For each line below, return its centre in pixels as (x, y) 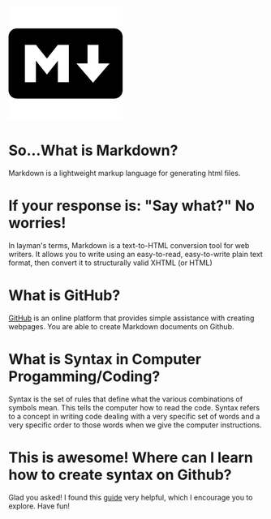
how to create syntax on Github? (120, 475)
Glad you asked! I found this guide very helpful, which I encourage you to (131, 497)
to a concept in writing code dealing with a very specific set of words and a (134, 416)
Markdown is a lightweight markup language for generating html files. (125, 173)
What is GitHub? (65, 296)
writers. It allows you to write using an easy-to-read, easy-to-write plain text (136, 254)
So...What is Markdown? (93, 150)
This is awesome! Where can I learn (131, 457)
